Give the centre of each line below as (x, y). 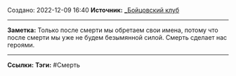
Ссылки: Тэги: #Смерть (44, 65)
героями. (21, 45)
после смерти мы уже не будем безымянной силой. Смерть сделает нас (117, 37)
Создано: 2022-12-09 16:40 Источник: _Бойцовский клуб (93, 10)
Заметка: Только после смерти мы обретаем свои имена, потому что (113, 30)
